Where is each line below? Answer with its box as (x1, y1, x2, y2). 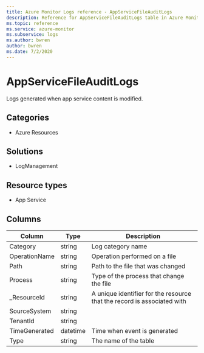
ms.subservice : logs (6, 32, 59, 38)
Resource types (6, 180, 67, 190)
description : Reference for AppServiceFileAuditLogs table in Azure (6, 15, 183, 21)
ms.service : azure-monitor (6, 26, 75, 32)
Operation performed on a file (91, 252, 177, 260)
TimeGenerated (9, 326, 54, 335)
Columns (6, 214, 41, 224)
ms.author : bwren (6, 37, 50, 43)
